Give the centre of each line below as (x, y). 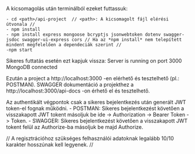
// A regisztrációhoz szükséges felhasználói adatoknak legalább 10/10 (90, 138)
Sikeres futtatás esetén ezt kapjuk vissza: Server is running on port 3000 (94, 61)
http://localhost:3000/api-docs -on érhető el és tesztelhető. (78, 91)
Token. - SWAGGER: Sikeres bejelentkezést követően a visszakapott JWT (99, 121)
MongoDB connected (32, 67)
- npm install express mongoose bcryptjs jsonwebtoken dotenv (83, 35)
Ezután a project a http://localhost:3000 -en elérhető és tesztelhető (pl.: (93, 78)
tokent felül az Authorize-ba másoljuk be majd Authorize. (75, 127)
